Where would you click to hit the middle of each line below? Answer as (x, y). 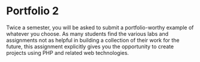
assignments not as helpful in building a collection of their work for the (93, 40)
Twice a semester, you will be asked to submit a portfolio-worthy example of (100, 27)
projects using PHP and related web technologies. (68, 52)
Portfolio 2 (33, 11)
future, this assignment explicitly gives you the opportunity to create (90, 46)
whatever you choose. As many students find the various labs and (87, 33)
